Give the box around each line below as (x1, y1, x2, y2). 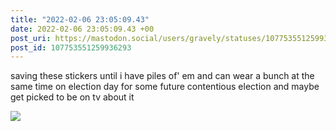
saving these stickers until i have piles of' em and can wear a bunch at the (10, 70, 315, 82)
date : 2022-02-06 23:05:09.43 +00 (10, 24, 155, 34)
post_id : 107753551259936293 (10, 42, 132, 53)
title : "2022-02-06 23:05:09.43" (10, 14, 150, 25)
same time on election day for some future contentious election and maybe (10, 81, 320, 93)
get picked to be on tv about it (10, 91, 135, 103)
